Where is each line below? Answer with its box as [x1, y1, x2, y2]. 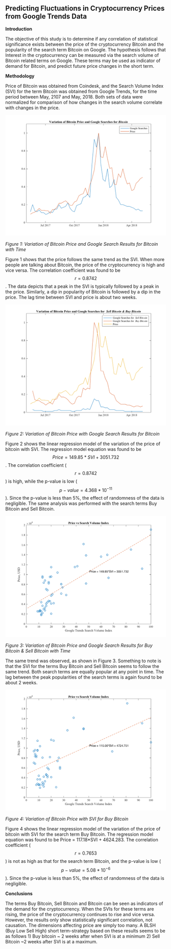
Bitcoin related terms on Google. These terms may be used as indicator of [5, 57, 161, 64]
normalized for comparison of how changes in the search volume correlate [5, 99, 162, 105]
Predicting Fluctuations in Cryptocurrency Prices [5, 4, 165, 13]
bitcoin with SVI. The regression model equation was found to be [5, 446, 142, 452]
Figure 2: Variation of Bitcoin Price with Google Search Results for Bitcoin [5, 430, 160, 437]
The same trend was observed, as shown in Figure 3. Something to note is [5, 658, 162, 664]
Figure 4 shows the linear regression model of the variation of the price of [5, 826, 161, 832]
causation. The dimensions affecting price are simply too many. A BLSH [5, 922, 156, 928]
